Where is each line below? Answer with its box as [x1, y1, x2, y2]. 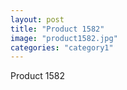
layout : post [10, 14, 65, 25]
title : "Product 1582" [10, 24, 105, 34]
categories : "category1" [10, 42, 114, 53]
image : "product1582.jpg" [10, 33, 118, 43]
